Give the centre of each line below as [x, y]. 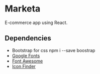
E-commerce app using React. [36, 22]
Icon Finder [24, 66]
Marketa [23, 9]
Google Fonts [26, 55]
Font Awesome [27, 61]
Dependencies [28, 38]
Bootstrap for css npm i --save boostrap [54, 50]
